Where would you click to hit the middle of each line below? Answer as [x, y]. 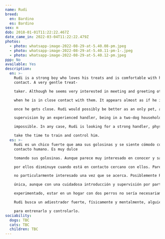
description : [18, 69]
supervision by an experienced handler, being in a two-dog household [88, 118]
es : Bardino [22, 23]
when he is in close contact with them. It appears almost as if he [85, 100]
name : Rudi [16, 10]
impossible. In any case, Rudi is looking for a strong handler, [82, 127]
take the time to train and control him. [57, 136]
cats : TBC [19, 225]
